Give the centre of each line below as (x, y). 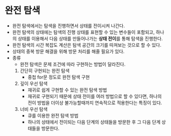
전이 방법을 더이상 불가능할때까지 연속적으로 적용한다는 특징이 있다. (95, 103)
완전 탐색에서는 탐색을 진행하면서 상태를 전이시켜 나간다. (69, 26)
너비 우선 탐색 (34, 109)
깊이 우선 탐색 (34, 83)
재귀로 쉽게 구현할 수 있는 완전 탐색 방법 (67, 90)
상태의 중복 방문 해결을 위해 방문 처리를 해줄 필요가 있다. (68, 51)
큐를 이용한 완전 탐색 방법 (53, 115)
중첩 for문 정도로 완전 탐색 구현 (59, 77)
